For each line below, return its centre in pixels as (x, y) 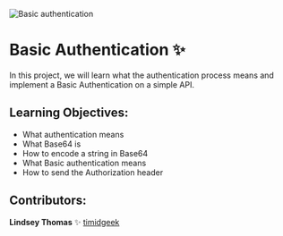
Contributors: (48, 201)
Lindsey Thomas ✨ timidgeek (64, 222)
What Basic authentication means (84, 163)
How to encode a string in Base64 (85, 153)
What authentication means (73, 134)
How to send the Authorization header (93, 172)
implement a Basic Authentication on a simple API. (102, 84)
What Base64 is (51, 144)
